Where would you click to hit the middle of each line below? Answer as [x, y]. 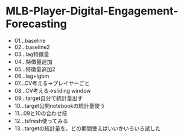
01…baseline [30, 40]
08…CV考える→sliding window [52, 90]
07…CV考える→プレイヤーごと [52, 83]
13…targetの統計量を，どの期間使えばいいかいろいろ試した [87, 128]
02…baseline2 [32, 47]
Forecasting [36, 24]
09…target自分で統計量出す [48, 98]
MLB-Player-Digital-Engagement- [92, 11]
